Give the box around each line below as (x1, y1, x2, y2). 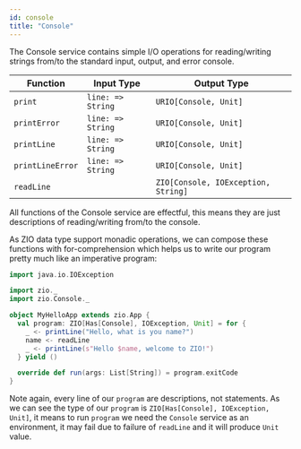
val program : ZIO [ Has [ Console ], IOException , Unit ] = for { (17, 319, 246, 328)
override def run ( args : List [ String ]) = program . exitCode (17, 368, 239, 377)
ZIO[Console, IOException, (155, 177, 271, 187)
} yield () (17, 352, 58, 361)
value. (9, 431, 32, 442)
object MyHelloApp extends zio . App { (9, 311, 150, 320)
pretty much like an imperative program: (9, 253, 158, 263)
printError (13, 117, 60, 128)
